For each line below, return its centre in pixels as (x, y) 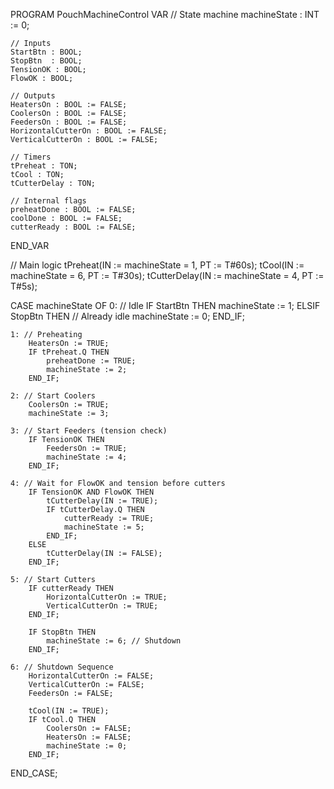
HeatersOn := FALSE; (89, 737)
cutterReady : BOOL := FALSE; (73, 227)
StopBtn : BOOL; (46, 61)
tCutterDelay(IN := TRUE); (102, 501)
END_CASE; (34, 773)
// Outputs (33, 96)
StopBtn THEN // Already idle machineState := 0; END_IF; (127, 316)
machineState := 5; (104, 527)
